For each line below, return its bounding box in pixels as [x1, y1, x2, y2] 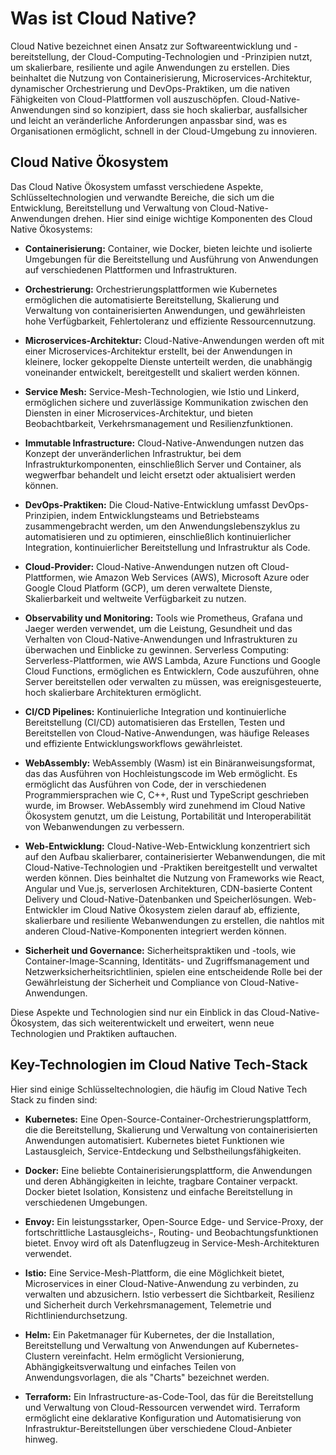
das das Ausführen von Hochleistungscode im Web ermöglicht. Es [24, 767, 298, 779]
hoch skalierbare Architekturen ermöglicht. [24, 686, 202, 698]
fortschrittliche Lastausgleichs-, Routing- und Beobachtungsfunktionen [24, 1226, 319, 1238]
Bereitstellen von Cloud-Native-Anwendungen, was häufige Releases [24, 727, 310, 739]
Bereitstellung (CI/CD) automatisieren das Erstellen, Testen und [24, 716, 285, 728]
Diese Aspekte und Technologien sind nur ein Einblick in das [10, 1006, 259, 1018]
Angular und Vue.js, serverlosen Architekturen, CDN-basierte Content [24, 882, 313, 894]
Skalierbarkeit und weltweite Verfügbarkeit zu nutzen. [24, 592, 247, 604]
